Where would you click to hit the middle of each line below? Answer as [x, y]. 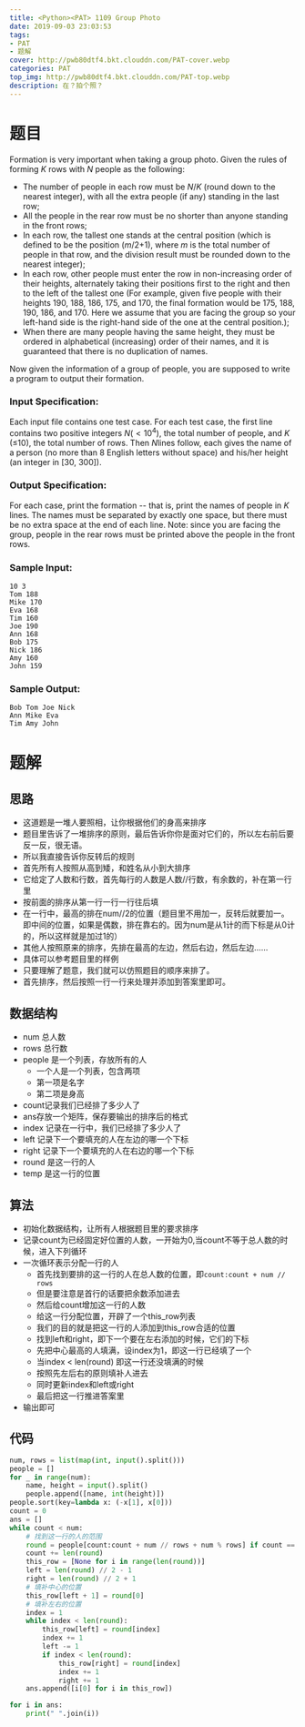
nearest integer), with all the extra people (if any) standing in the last [151, 196]
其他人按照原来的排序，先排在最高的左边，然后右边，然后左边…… [145, 948]
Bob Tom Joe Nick [42, 708]
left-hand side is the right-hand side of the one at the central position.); [156, 322]
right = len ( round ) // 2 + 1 [81, 1579]
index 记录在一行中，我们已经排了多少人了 [102, 1128]
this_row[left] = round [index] [102, 1630]
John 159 [26, 666]
